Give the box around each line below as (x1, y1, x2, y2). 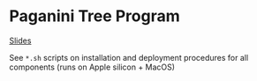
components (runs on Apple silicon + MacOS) (9, 62, 175, 72)
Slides (9, 35, 32, 46)
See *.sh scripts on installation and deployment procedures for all (9, 52, 249, 63)
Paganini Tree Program (9, 6, 181, 26)
